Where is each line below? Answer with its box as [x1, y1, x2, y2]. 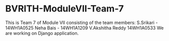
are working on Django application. [5, 30, 79, 36]
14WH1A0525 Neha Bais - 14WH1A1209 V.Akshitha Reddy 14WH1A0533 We [5, 24, 164, 30]
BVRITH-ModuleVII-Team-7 [5, 3, 124, 14]
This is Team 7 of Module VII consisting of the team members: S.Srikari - [5, 19, 158, 25]
